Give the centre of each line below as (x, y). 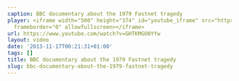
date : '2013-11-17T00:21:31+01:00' (60, 46)
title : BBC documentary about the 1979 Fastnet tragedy (92, 60)
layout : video (28, 40)
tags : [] (20, 54)
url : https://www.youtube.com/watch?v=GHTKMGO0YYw (84, 33)
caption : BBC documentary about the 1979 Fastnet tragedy (95, 14)
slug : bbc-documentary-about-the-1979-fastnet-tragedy (90, 66)
